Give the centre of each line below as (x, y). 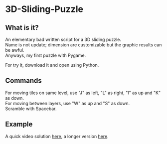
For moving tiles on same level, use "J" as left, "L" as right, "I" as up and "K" (83, 93)
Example (19, 124)
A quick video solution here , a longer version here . (57, 136)
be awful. (15, 50)
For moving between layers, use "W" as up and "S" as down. (68, 103)
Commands (24, 81)
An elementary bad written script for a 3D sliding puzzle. (63, 39)
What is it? (22, 28)
